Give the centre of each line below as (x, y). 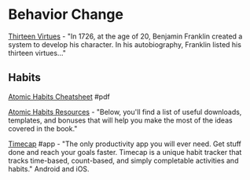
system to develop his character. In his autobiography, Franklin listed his (125, 44)
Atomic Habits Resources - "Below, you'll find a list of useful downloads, (125, 112)
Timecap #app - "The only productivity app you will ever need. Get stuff (125, 144)
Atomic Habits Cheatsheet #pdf (59, 97)
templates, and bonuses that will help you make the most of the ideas (121, 120)
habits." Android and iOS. (49, 169)
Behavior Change (66, 15)
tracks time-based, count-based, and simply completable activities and (123, 160)
